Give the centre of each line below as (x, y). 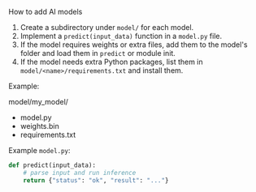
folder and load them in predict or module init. (98, 53)
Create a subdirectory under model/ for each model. (107, 27)
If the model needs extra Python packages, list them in (111, 62)
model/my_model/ (39, 102)
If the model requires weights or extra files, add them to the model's (134, 45)
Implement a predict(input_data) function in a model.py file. (121, 36)
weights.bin (39, 126)
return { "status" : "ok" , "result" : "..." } (96, 180)
